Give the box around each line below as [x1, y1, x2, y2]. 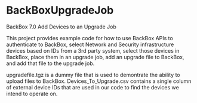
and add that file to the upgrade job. [6, 60, 95, 67]
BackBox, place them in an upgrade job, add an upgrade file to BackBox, [6, 53, 184, 60]
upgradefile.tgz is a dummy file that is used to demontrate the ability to [6, 71, 180, 78]
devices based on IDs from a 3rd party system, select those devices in [6, 47, 180, 54]
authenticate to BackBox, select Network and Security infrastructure [6, 41, 174, 48]
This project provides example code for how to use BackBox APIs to [6, 34, 173, 41]
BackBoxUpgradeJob [6, 4, 114, 17]
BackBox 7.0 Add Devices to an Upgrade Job [6, 23, 116, 30]
